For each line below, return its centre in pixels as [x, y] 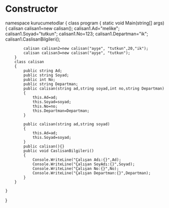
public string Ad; [43, 71]
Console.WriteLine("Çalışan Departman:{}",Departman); [92, 173]
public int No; [40, 79]
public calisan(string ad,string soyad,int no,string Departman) [94, 88]
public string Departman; [51, 84]
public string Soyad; [46, 75]
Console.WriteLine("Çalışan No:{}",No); [76, 168]
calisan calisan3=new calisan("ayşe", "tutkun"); [77, 53]
